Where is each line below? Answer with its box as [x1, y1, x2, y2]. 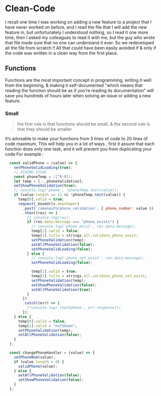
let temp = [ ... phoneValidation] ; [14, 179, 84, 184]
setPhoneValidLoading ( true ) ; [14, 165, 73, 170]
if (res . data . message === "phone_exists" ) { [26, 220, 119, 225]
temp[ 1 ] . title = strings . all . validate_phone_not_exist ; [31, 274, 147, 279]
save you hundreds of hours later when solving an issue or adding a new [5, 93, 151, 98]
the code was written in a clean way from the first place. [5, 50, 118, 56]
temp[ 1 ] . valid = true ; [31, 269, 78, 274]
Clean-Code [5, 3, 56, 14]
